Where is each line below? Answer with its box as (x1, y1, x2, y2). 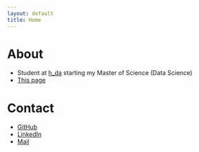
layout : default (7, 10, 54, 17)
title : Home (7, 17, 41, 23)
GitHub (17, 123, 38, 131)
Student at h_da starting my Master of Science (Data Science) (17, 69, 193, 77)
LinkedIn (17, 130, 42, 138)
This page (17, 76, 46, 85)
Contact (7, 100, 54, 116)
